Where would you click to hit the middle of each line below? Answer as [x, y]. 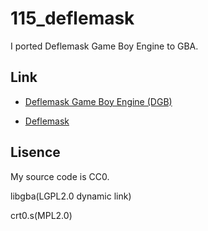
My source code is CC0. [60, 176]
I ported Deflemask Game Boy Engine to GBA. [104, 46]
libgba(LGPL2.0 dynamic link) [71, 196]
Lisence [35, 152]
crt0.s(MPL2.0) [41, 215]
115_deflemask [72, 18]
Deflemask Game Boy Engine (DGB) [98, 101]
